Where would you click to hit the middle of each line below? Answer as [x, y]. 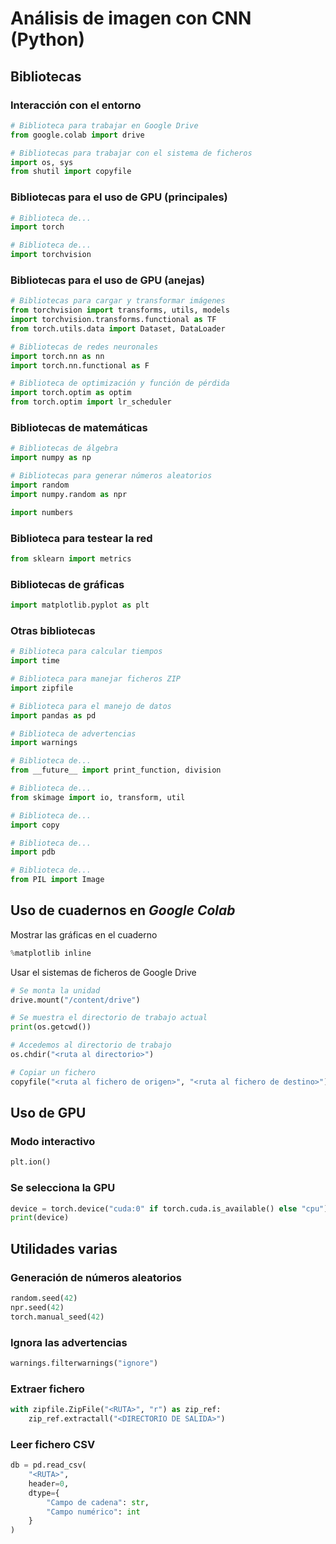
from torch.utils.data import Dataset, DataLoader [118, 328]
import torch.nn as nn [57, 356]
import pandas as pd [53, 715]
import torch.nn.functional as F [80, 365]
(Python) [47, 39]
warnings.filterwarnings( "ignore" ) [84, 1363]
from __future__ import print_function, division [116, 770]
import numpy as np [51, 458]
